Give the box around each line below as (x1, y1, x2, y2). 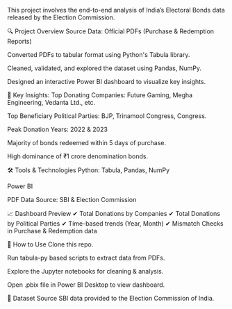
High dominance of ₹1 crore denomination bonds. (7, 152, 149, 160)
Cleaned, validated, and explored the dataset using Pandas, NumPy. (7, 64, 201, 72)
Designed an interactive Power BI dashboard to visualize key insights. (7, 78, 206, 85)
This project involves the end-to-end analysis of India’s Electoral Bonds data (7, 6, 226, 14)
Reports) (7, 37, 33, 45)
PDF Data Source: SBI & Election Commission (7, 196, 137, 203)
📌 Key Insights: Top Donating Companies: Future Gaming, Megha (7, 91, 193, 99)
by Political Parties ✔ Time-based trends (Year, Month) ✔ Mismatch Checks (7, 219, 224, 228)
